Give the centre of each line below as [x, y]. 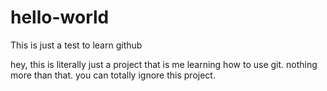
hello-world [60, 17]
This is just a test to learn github [76, 45]
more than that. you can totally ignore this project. [113, 75]
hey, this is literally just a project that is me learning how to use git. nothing [164, 64]
